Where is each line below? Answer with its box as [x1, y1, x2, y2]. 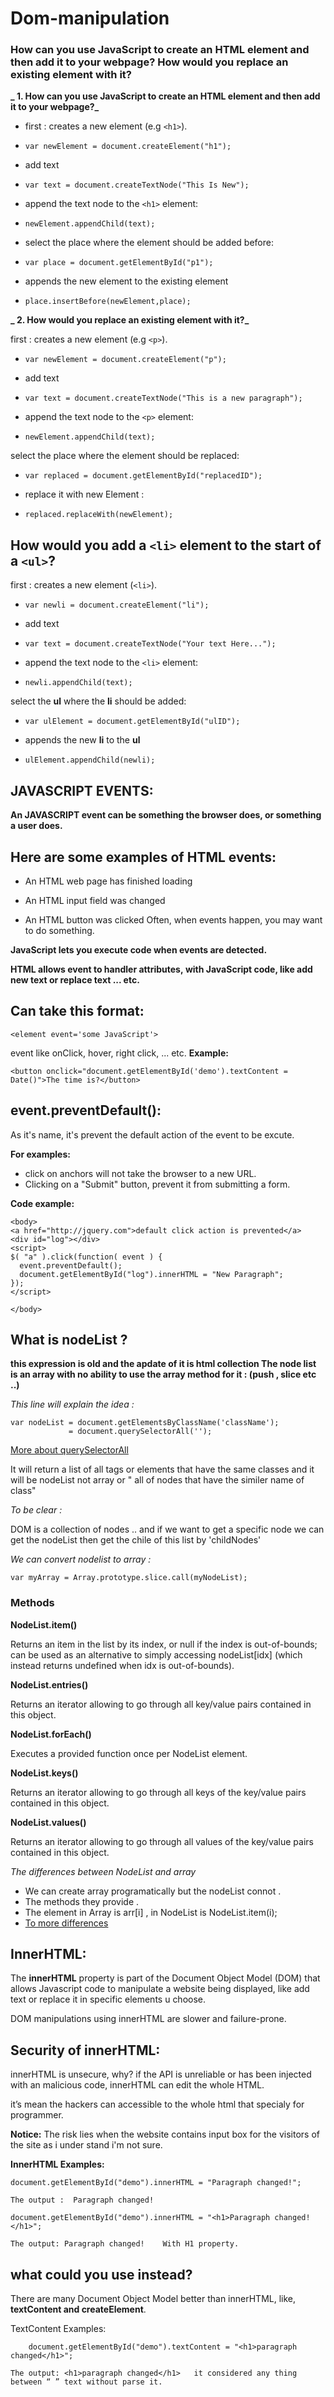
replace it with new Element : [24, 488, 145, 501]
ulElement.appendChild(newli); [24, 755, 156, 766]
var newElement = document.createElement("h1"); [24, 142, 232, 152]
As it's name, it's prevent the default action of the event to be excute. [10, 1128, 295, 1141]
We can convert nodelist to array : [10, 1553, 152, 1566]
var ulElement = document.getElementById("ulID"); [24, 717, 241, 727]
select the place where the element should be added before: [24, 237, 274, 249]
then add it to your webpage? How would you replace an [10, 55, 289, 69]
